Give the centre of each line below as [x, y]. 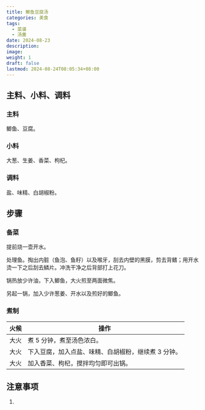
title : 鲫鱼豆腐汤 [27, 12]
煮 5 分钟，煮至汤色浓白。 [65, 340]
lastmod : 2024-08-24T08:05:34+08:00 [53, 69]
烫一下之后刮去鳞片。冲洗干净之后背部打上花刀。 [68, 267]
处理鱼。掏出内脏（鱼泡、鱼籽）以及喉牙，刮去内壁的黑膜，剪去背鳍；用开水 [103, 260]
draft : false [23, 63]
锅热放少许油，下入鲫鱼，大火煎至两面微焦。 [63, 281]
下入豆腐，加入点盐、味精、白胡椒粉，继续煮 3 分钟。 [105, 351]
